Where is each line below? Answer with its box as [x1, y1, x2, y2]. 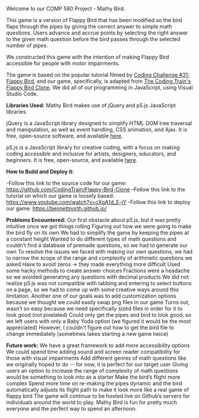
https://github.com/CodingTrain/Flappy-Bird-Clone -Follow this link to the [6, 186, 185, 193]
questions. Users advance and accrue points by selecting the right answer [6, 29, 188, 36]
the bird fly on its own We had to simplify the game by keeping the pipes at [6, 229, 189, 236]
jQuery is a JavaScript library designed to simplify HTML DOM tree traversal [6, 120, 192, 127]
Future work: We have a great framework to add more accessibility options [6, 342, 190, 349]
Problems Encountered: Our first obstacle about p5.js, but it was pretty [6, 217, 181, 223]
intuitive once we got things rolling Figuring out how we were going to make [6, 223, 192, 230]
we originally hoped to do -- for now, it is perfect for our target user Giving [6, 361, 188, 368]
